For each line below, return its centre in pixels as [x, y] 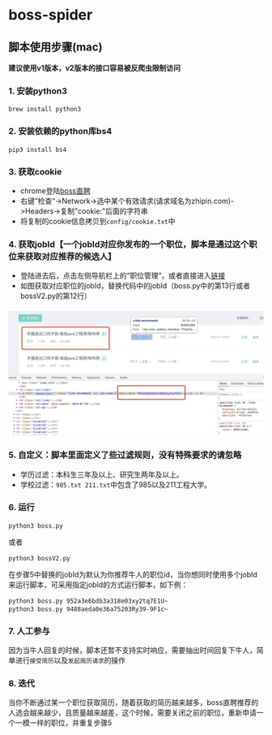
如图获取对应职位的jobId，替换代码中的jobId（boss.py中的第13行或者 [135, 286]
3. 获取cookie [35, 171]
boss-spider [51, 15]
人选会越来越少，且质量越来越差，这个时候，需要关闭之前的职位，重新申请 [132, 713]
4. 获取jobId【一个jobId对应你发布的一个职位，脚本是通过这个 [129, 244]
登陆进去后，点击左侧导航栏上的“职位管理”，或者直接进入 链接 [123, 276]
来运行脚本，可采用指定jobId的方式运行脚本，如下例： [98, 584]
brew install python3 [45, 110]
